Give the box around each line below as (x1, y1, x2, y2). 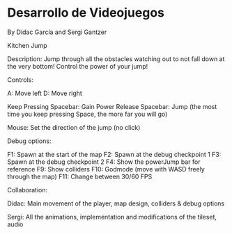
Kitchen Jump (7, 41, 47, 49)
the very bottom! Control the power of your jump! (7, 62, 148, 70)
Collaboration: (7, 185, 48, 194)
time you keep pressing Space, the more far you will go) (7, 110, 168, 118)
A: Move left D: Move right (7, 89, 82, 97)
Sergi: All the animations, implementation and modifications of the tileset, (7, 212, 217, 221)
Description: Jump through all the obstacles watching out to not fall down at (7, 54, 225, 63)
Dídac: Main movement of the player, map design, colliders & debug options (7, 199, 225, 208)
